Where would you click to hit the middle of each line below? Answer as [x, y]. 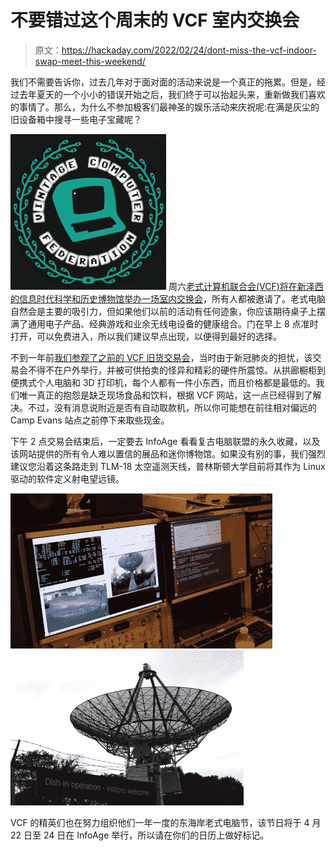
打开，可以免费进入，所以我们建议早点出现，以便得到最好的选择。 [146, 336]
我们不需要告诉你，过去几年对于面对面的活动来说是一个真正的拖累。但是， [163, 82]
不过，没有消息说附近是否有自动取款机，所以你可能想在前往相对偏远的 [172, 407]
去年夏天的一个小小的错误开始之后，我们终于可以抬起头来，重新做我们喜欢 [172, 94]
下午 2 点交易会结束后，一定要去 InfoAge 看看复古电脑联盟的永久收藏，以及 [165, 441]
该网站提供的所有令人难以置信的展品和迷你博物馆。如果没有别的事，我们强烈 [168, 453]
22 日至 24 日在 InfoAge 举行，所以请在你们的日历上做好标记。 [140, 835]
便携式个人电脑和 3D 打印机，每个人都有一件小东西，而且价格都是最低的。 [163, 382]
